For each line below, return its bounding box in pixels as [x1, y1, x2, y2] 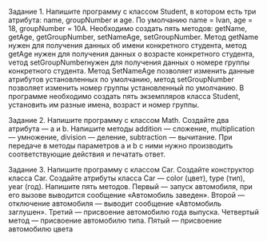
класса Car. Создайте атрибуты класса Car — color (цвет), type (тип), [8, 173, 245, 183]
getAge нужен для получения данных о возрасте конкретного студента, [8, 49, 255, 58]
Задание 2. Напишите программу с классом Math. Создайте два [8, 116, 229, 124]
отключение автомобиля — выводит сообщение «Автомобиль [8, 199, 222, 208]
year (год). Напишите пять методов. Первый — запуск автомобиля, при [8, 182, 253, 191]
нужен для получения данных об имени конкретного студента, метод [8, 41, 247, 50]
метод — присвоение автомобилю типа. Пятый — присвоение [8, 215, 222, 225]
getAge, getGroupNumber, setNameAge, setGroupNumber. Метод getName [8, 32, 259, 41]
